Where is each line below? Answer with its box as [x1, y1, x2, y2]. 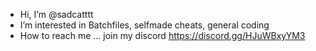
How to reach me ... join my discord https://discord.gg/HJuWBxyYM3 [19, 30, 306, 41]
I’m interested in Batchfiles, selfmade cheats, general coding [19, 19, 270, 31]
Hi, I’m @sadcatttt [19, 9, 94, 20]
